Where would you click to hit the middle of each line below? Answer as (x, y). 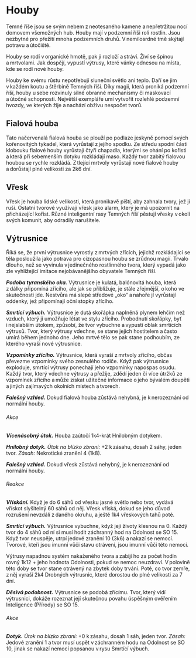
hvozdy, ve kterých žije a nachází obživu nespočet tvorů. (74, 105)
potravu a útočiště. (28, 45)
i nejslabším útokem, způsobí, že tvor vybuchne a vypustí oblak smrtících (94, 325)
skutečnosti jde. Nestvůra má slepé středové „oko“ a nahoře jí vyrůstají (91, 295)
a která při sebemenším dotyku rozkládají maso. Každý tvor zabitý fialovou (96, 156)
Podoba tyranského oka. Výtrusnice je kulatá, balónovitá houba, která (91, 282)
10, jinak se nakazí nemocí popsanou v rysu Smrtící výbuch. (78, 649)
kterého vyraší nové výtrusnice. (44, 344)
